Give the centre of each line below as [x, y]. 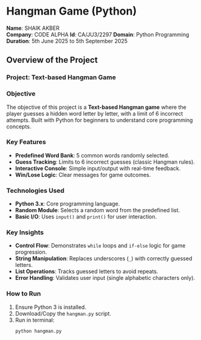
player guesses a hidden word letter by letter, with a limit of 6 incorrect [95, 113]
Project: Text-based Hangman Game [61, 77]
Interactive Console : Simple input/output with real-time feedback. [98, 168]
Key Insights [25, 232]
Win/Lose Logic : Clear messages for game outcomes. [83, 175]
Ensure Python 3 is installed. [51, 307]
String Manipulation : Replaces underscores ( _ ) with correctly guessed [104, 258]
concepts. [19, 127]
